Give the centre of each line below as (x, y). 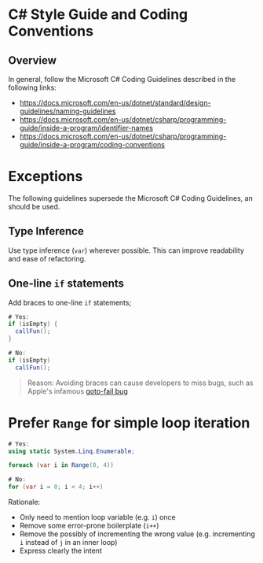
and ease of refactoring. (47, 258)
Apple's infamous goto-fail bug (77, 391)
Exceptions (46, 177)
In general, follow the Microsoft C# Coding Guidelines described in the (122, 79)
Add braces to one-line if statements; (70, 302)
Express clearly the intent (60, 550)
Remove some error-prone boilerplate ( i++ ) (89, 526)
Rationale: (24, 502)
